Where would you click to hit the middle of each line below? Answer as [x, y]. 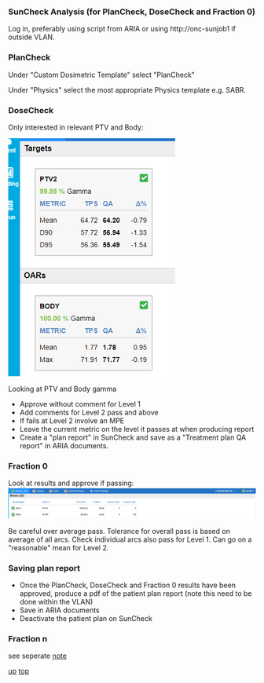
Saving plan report [44, 568]
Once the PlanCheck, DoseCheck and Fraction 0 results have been [127, 585]
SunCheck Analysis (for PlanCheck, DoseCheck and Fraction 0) [132, 12]
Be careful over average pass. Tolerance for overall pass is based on [119, 531]
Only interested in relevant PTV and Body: [76, 127]
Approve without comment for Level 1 [80, 404]
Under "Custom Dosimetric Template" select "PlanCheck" [101, 75]
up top [19, 671]
